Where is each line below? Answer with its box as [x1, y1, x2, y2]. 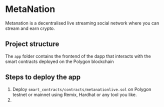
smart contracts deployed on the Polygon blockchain [5, 58, 114, 64]
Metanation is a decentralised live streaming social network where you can [5, 20, 159, 26]
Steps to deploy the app [5, 73, 81, 81]
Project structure [5, 40, 59, 48]
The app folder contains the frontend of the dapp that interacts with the [5, 53, 151, 59]
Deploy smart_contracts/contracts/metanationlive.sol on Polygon [12, 86, 151, 92]
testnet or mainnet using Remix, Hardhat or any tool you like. [12, 91, 137, 97]
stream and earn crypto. [5, 25, 55, 31]
